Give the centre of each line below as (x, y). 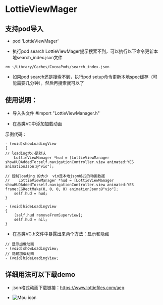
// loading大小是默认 (26, 153)
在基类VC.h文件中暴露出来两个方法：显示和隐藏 (61, 234)
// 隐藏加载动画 (20, 254)
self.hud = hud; (31, 193)
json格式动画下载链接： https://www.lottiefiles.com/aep (68, 288)
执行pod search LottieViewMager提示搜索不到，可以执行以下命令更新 (83, 51)
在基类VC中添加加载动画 (37, 123)
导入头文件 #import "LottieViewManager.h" (56, 113)
